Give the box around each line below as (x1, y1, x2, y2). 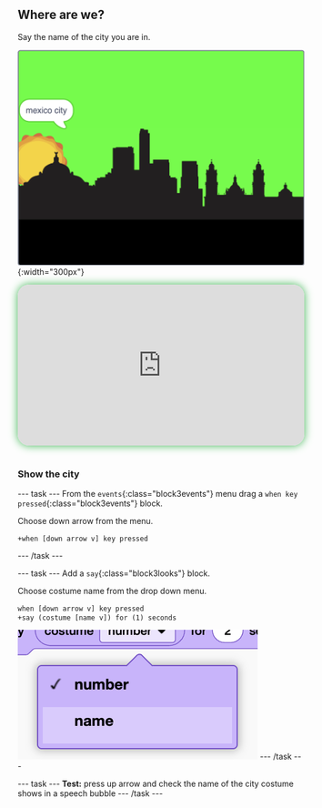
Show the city (17, 468, 80, 480)
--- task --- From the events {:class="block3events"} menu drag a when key (17, 489, 298, 500)
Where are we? (17, 7, 106, 23)
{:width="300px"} (17, 266, 85, 277)
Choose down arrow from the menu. (17, 516, 154, 527)
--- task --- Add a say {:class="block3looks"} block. (17, 568, 211, 579)
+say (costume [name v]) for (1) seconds (17, 613, 177, 622)
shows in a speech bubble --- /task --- (17, 788, 164, 799)
